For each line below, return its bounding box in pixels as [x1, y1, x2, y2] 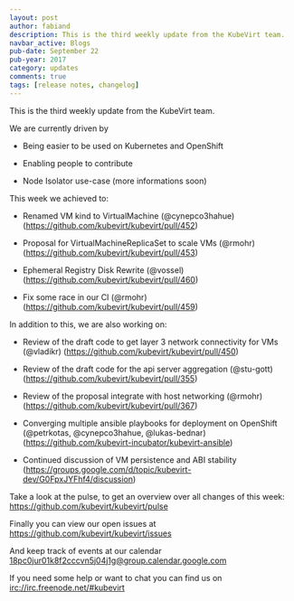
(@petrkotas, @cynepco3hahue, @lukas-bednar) [22, 427, 206, 438]
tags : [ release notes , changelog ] [9, 80, 140, 89]
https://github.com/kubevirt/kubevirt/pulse [9, 501, 169, 512]
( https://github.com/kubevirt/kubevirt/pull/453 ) [22, 247, 199, 258]
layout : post [9, 13, 59, 23]
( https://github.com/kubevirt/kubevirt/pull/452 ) [22, 220, 199, 230]
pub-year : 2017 [9, 55, 67, 64]
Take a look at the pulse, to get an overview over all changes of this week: [9, 491, 285, 502]
